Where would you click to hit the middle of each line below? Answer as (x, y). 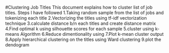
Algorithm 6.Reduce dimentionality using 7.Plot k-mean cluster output (92, 34)
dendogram (17, 45)
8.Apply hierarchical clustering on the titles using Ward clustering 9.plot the (83, 39)
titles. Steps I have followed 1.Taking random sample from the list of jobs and (84, 13)
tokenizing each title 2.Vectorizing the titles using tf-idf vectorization (76, 18)
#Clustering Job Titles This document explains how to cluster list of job (79, 7)
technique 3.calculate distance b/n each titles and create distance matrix (80, 23)
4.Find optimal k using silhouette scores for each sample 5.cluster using (80, 29)
